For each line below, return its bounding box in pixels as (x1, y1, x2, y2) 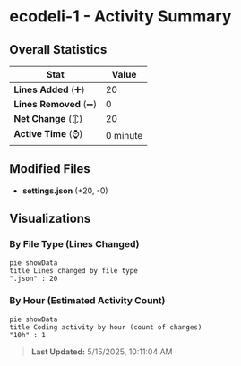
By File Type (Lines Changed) (9, 238, 140, 251)
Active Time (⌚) (13, 128, 83, 140)
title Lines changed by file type (9, 266, 139, 275)
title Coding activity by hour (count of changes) (9, 322, 202, 332)
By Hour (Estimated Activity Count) (9, 294, 166, 307)
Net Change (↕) (13, 113, 83, 124)
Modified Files (9, 161, 91, 176)
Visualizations (9, 211, 91, 226)
